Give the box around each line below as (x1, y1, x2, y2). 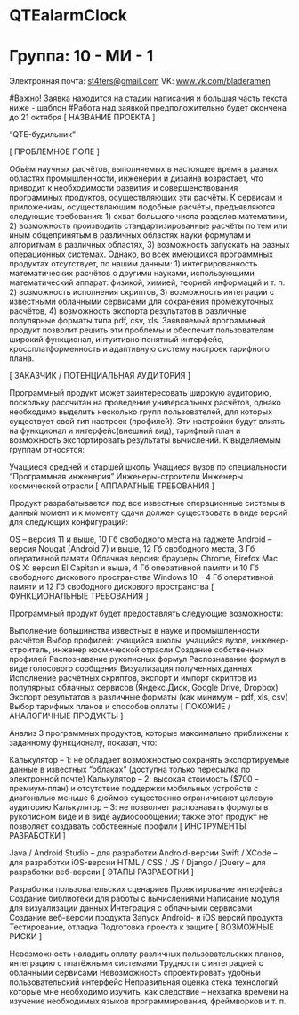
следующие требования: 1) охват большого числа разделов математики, (9, 211, 287, 222)
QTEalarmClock (9, 5, 128, 26)
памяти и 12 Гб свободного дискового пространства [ (9, 581, 214, 593)
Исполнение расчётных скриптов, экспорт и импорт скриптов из (9, 673, 258, 683)
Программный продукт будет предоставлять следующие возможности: (9, 608, 284, 619)
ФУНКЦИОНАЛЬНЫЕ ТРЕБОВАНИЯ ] (9, 591, 149, 602)
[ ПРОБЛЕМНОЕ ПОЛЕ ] (9, 146, 101, 157)
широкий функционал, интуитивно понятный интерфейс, (9, 334, 224, 345)
